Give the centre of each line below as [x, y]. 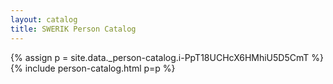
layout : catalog [44, 19]
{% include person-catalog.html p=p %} [93, 68]
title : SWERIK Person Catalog [73, 29]
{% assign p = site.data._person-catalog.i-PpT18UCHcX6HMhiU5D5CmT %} [167, 57]
